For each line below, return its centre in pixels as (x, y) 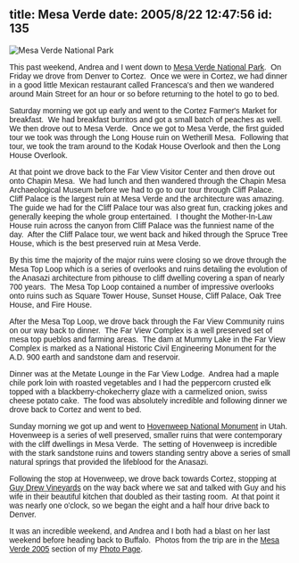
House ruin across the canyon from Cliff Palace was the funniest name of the (142, 225)
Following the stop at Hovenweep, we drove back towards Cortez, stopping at (143, 478)
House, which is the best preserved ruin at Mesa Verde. (105, 243)
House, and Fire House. (50, 304)
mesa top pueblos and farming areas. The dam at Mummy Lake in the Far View (147, 339)
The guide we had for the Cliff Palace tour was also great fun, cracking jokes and (149, 207)
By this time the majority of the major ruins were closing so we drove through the (148, 260)
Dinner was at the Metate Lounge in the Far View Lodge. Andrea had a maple (144, 373)
